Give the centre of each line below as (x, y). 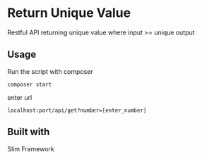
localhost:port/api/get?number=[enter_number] (77, 110)
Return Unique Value (69, 13)
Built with (29, 132)
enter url (20, 97)
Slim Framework (31, 148)
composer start (30, 84)
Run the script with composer (50, 71)
